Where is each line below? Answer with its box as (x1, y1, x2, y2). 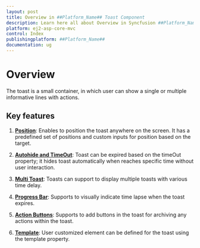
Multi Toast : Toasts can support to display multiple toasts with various (14, 175, 187, 182)
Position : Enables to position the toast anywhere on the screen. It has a (14, 126, 190, 134)
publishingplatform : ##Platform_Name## (6, 36, 105, 42)
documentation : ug (6, 42, 52, 48)
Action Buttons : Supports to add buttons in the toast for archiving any (14, 211, 187, 218)
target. (14, 139, 32, 147)
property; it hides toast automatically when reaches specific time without (14, 157, 194, 165)
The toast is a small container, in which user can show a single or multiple (6, 87, 187, 94)
